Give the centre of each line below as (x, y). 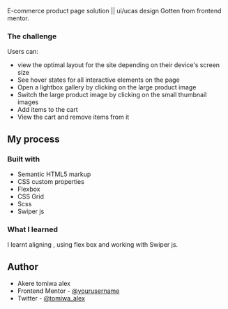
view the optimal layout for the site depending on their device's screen (119, 65)
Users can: (23, 52)
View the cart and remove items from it (73, 117)
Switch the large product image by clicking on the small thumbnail (112, 95)
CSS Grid (30, 196)
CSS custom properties (51, 181)
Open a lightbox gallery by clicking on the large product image (107, 87)
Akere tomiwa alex (44, 284)
